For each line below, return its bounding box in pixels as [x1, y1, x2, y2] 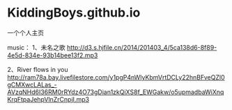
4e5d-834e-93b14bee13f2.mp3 [7, 51, 98, 59]
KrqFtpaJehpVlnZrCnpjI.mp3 [7, 95, 89, 103]
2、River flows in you [7, 65, 68, 73]
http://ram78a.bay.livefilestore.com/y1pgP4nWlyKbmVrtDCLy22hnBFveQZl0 [7, 73, 225, 81]
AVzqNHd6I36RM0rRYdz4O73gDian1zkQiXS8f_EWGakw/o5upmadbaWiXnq [7, 88, 224, 96]
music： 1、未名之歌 [7, 43, 65, 51]
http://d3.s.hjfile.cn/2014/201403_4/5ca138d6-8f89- [66, 43, 217, 51]
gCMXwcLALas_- [7, 80, 57, 89]
